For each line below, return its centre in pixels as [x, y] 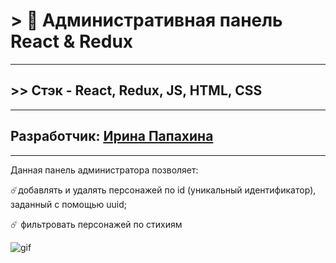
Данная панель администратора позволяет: [104, 170]
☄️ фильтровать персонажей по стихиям [96, 224]
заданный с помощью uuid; [68, 204]
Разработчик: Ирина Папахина [112, 136]
